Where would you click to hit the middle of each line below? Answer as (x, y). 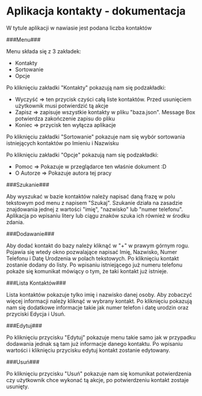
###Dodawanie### (30, 233)
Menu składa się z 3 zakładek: (44, 51)
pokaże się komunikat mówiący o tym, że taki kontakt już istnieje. (87, 271)
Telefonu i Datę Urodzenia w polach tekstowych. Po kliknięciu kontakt (93, 258)
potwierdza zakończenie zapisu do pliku (65, 118)
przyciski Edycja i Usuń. (36, 314)
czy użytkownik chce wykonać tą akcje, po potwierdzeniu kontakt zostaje (98, 380)
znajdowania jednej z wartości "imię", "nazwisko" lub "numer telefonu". (95, 209)
